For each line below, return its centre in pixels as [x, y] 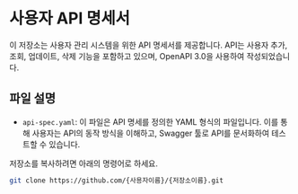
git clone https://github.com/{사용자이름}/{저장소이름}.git [117, 181]
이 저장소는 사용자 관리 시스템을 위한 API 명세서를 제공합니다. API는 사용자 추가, [149, 45]
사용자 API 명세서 [70, 18]
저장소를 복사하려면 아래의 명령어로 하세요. [84, 163]
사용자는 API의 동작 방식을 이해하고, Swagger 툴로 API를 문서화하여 [151, 133]
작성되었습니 [268, 56]
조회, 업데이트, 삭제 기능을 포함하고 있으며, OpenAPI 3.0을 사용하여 [127, 56]
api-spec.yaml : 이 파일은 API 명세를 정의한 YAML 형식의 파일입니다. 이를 [150, 121]
